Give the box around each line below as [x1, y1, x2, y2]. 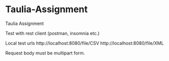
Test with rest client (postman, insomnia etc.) [5, 30, 100, 36]
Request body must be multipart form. [5, 50, 86, 56]
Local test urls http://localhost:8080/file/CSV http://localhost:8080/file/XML [5, 40, 164, 46]
